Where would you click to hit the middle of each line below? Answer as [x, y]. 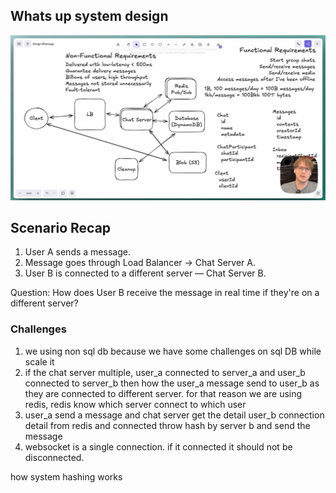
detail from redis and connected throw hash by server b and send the [167, 425]
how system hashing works [66, 476]
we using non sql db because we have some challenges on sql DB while [173, 351]
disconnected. [54, 457]
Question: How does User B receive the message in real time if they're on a [165, 293]
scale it [39, 361]
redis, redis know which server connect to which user [135, 404]
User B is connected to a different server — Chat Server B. [145, 273]
